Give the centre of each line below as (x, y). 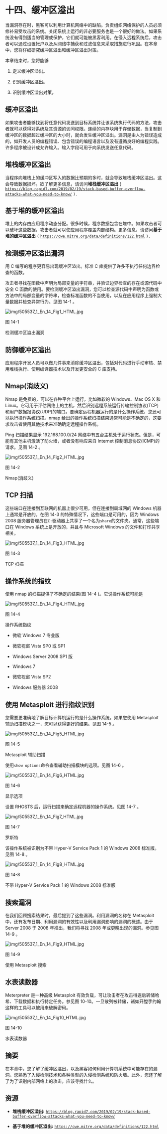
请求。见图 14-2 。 (24, 447)
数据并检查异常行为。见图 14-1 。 (43, 302)
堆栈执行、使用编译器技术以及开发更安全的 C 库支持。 (65, 369)
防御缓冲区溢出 (28, 350)
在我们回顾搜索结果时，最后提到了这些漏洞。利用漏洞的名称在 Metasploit (80, 916)
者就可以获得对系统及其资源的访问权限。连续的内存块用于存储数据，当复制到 (83, 129)
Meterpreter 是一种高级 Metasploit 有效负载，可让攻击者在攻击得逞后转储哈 (82, 995)
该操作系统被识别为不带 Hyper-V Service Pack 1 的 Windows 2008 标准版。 (82, 848)
